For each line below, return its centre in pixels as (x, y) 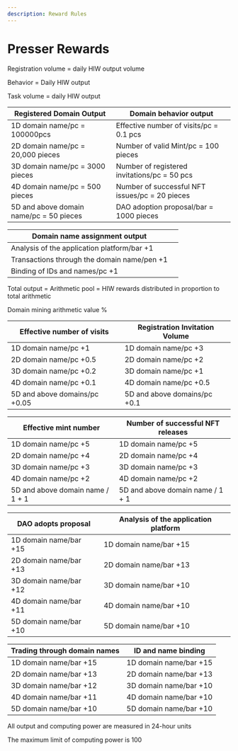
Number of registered (152, 166)
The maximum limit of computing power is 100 (75, 740)
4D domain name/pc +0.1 (54, 382)
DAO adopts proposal (53, 523)
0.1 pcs (129, 134)
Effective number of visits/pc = (167, 125)
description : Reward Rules (47, 14)
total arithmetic (29, 296)
